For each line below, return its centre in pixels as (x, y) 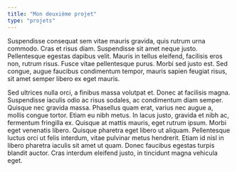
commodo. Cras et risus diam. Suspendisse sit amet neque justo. (102, 48)
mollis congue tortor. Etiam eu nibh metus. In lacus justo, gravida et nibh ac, (118, 115)
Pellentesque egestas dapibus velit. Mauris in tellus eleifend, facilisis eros (115, 56)
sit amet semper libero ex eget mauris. (64, 78)
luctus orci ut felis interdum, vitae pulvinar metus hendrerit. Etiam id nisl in (116, 138)
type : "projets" (31, 21)
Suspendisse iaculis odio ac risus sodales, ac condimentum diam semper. (115, 100)
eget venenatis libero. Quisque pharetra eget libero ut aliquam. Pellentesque (119, 130)
